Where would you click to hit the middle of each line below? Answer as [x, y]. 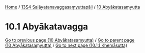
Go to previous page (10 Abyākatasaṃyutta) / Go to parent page [70, 40]
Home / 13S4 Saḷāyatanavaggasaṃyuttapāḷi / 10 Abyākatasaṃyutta [72, 7]
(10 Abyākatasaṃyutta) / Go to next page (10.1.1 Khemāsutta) [66, 45]
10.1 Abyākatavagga [47, 27]
